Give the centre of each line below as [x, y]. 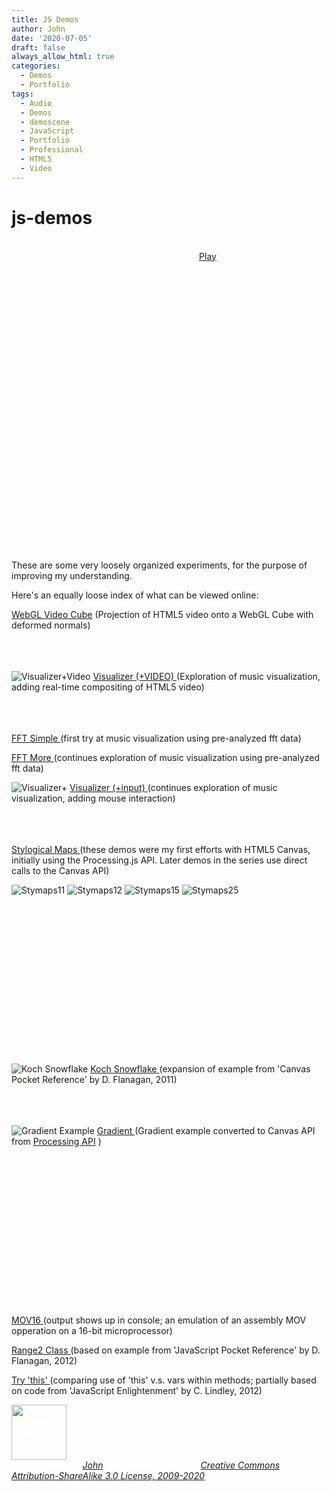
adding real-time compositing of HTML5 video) [108, 687]
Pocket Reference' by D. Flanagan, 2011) [94, 1079]
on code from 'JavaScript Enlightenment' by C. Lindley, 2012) [137, 1390]
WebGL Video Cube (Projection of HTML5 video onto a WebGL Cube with [162, 614]
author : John [38, 29]
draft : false [38, 47]
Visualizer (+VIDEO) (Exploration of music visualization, [206, 676]
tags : [22, 94]
